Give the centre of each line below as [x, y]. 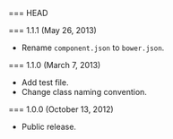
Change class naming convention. [84, 92]
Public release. [49, 126]
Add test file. [45, 83]
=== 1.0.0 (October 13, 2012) [61, 109]
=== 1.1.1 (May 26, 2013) [53, 30]
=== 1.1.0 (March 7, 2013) [55, 65]
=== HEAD [28, 13]
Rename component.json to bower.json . [93, 48]
